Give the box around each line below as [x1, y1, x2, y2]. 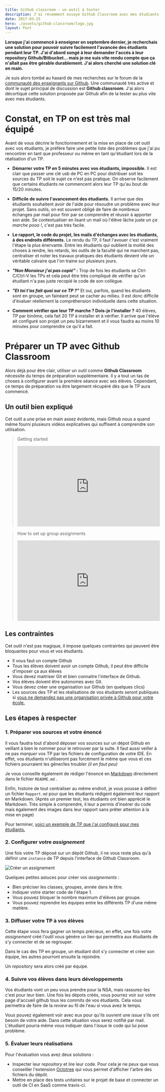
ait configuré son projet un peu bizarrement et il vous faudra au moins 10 [12, 318, 160, 324]
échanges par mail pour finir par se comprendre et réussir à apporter [12, 212, 152, 218]
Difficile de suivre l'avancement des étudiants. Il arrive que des [12, 196, 143, 202]
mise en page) [5, 811, 34, 817]
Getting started [17, 436, 48, 442]
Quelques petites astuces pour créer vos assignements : [5, 874, 119, 880]
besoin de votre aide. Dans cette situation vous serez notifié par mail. [5, 1017, 145, 1023]
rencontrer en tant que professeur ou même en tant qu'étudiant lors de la [5, 151, 153, 157]
